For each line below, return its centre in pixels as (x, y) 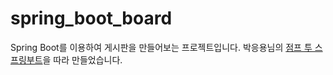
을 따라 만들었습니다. (82, 59)
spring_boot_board (91, 18)
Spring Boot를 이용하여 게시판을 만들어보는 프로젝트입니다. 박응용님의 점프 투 (161, 47)
